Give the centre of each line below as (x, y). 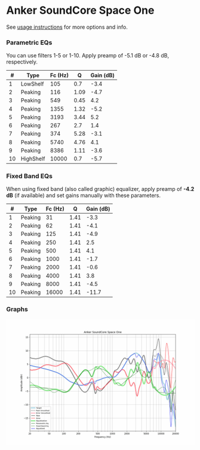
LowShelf (32, 84)
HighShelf (33, 159)
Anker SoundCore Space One (80, 10)
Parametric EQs (29, 42)
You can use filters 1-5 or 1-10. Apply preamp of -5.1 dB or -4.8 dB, (87, 56)
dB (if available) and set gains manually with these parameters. (84, 196)
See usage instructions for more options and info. (67, 27)
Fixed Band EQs (29, 176)
